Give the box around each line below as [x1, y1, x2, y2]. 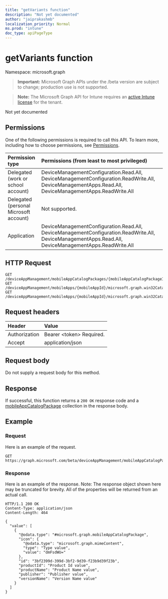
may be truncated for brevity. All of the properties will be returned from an [5, 486, 158, 492]
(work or [7, 175, 28, 182]
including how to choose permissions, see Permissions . [5, 142, 120, 148]
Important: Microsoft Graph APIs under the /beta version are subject [17, 78, 159, 84]
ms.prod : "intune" [5, 26, 43, 31]
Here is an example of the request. [5, 444, 76, 450]
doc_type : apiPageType [5, 31, 52, 36]
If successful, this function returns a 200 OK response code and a [5, 397, 139, 404]
